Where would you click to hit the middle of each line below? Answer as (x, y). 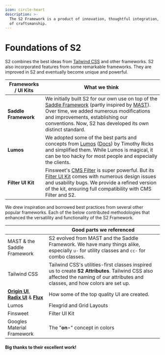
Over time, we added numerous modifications (98, 111)
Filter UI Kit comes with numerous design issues (100, 177)
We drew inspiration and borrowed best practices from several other (74, 207)
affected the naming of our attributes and (96, 277)
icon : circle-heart (25, 10)
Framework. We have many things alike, (95, 244)
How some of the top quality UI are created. (99, 294)
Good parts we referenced (103, 230)
